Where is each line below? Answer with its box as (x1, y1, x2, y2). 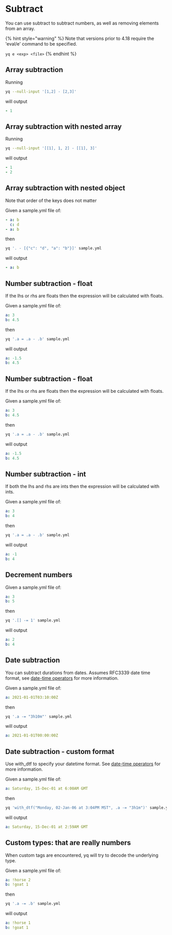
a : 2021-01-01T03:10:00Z (5, 695, 58, 700)
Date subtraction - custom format (5, 747, 115, 756)
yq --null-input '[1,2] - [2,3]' (5, 89, 77, 94)
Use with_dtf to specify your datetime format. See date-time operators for (5, 761, 161, 767)
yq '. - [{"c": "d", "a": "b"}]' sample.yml (5, 246, 102, 251)
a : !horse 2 (5, 877, 31, 882)
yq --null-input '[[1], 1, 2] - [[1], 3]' (5, 146, 97, 151)
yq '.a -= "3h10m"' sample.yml (5, 714, 72, 719)
